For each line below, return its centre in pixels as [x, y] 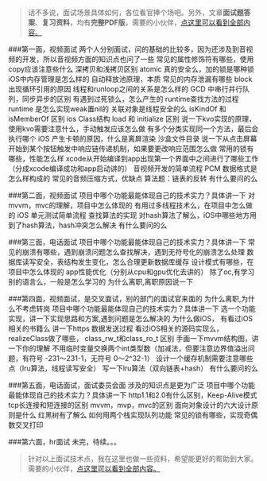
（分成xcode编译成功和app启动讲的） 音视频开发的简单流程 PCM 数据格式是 [133, 169]
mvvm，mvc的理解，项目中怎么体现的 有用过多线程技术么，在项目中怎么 [127, 205]
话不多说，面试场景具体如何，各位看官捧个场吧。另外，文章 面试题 [135, 12]
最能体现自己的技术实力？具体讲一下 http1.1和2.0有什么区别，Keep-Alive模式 [133, 395]
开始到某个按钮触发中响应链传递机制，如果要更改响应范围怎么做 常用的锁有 [131, 149]
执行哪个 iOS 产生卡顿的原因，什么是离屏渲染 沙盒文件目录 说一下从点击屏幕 [133, 139]
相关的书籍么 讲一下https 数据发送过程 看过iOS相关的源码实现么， [116, 328]
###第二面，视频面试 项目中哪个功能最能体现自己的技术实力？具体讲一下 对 [132, 195]
